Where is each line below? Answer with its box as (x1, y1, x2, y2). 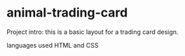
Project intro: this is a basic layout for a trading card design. (6, 28, 179, 36)
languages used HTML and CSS (6, 41, 99, 49)
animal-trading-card (6, 5, 128, 21)
